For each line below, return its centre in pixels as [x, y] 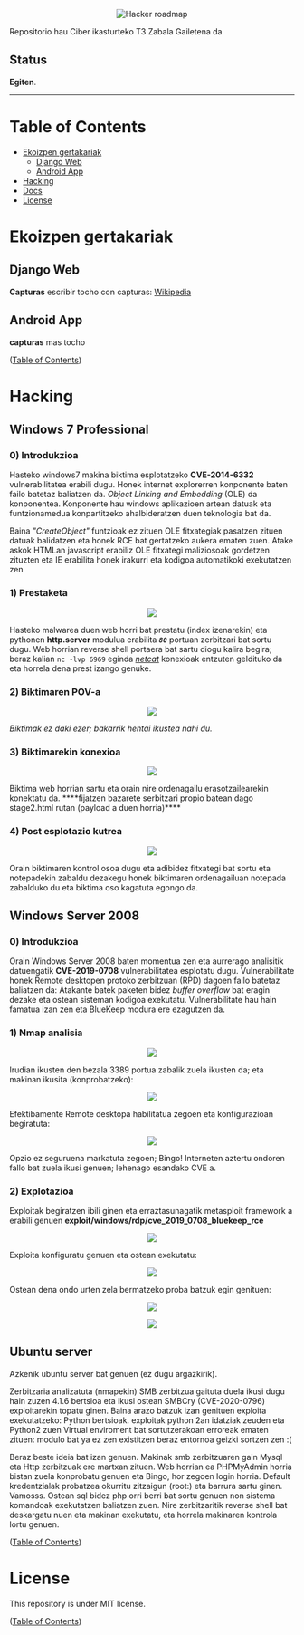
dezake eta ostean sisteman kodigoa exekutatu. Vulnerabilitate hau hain [143, 1000]
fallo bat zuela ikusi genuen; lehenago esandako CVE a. [113, 1168]
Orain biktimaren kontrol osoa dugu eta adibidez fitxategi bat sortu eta [140, 868]
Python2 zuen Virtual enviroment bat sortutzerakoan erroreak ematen [139, 1429]
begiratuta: [30, 1123]
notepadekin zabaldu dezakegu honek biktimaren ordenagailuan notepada [148, 878]
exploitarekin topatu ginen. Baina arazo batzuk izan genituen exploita [138, 1410]
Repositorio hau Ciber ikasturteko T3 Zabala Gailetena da [116, 31]
